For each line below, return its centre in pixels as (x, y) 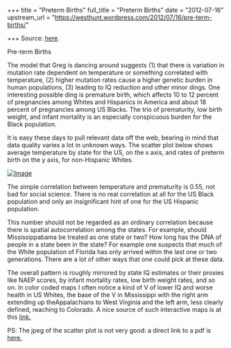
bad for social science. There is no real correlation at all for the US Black (111, 194)
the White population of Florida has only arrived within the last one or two (112, 252)
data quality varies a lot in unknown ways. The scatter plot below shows (110, 145)
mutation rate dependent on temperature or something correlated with (108, 73)
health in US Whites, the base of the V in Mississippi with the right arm (108, 295)
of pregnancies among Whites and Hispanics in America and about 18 (107, 102)
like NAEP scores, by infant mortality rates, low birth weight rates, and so (111, 280)
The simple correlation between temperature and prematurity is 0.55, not (111, 187)
